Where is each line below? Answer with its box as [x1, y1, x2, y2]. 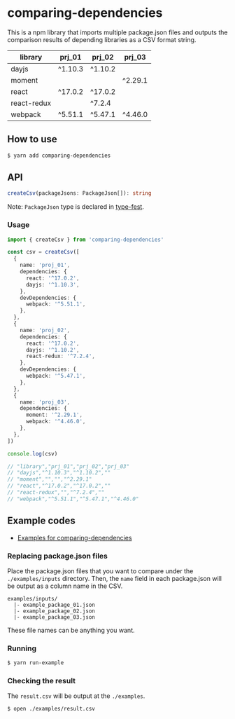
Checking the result [7, 676, 76, 686]
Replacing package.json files [7, 551, 108, 561]
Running [7, 643, 37, 653]
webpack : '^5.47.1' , [25, 373, 86, 380]
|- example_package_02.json [13, 608, 96, 615]
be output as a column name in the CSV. [7, 582, 123, 590]
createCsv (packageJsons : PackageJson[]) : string [7, 190, 152, 197]
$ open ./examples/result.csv [7, 706, 96, 713]
